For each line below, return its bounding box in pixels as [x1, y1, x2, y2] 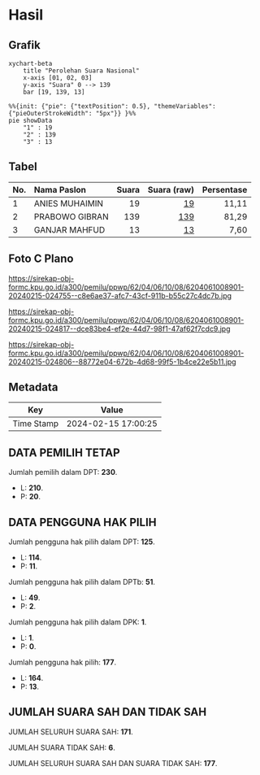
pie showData [8, 116, 53, 124]
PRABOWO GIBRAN [33, 211, 109, 222]
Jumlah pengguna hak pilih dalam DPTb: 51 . [8, 577, 156, 587]
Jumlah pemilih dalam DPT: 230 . [8, 468, 118, 477]
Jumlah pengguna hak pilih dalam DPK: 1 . [8, 617, 147, 627]
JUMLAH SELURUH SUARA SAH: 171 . [8, 726, 134, 737]
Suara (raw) [147, 184, 195, 195]
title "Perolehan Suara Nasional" [23, 67, 140, 75]
